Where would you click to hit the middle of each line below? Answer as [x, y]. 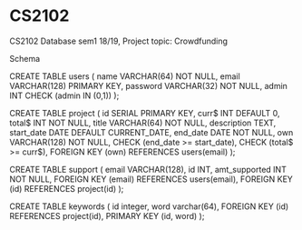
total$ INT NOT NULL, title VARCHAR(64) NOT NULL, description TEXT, [143, 123]
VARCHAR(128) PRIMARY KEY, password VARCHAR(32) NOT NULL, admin [149, 85]
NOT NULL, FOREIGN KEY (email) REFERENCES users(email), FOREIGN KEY [151, 179]
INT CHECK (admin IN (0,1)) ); [64, 95]
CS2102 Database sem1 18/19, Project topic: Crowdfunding [119, 41]
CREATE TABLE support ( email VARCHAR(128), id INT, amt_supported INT [148, 169]
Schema [25, 58]
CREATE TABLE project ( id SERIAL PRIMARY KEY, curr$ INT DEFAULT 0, [145, 113]
